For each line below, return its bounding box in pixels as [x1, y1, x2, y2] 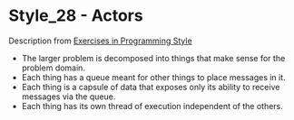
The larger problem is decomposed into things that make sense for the [21, 52, 286, 63]
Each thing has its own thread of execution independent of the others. [21, 100, 283, 111]
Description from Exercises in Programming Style [8, 35, 192, 46]
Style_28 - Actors [8, 5, 143, 26]
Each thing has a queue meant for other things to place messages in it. [21, 71, 287, 82]
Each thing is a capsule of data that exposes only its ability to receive [21, 81, 280, 92]
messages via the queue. [21, 91, 116, 102]
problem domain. [21, 62, 85, 73]
